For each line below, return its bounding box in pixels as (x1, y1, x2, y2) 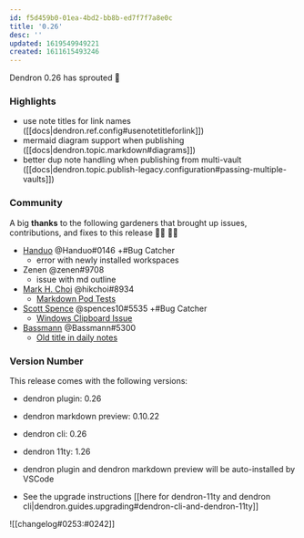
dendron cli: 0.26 (22, 429, 87, 440)
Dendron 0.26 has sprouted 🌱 (9, 72, 120, 83)
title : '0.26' (9, 22, 64, 31)
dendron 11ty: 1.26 (22, 446, 91, 457)
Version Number (9, 355, 84, 367)
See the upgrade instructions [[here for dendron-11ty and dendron (22, 491, 271, 502)
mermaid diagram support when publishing (22, 135, 185, 146)
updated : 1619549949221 (9, 38, 100, 48)
